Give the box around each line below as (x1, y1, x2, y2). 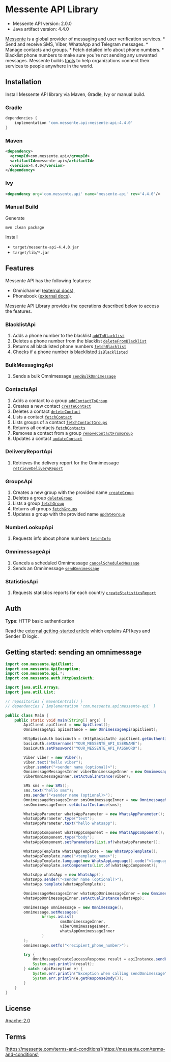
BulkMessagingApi (5, 361, 53, 368)
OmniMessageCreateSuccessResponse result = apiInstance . (32, 957, 156, 962)
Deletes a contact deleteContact (12, 408, 81, 414)
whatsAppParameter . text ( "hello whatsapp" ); (23, 821, 117, 826)
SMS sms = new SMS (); (23, 783, 70, 788)
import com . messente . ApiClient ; (5, 661, 74, 666)
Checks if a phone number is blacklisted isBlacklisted (12, 349, 128, 355)
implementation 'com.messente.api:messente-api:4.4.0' (14, 120, 133, 126)
